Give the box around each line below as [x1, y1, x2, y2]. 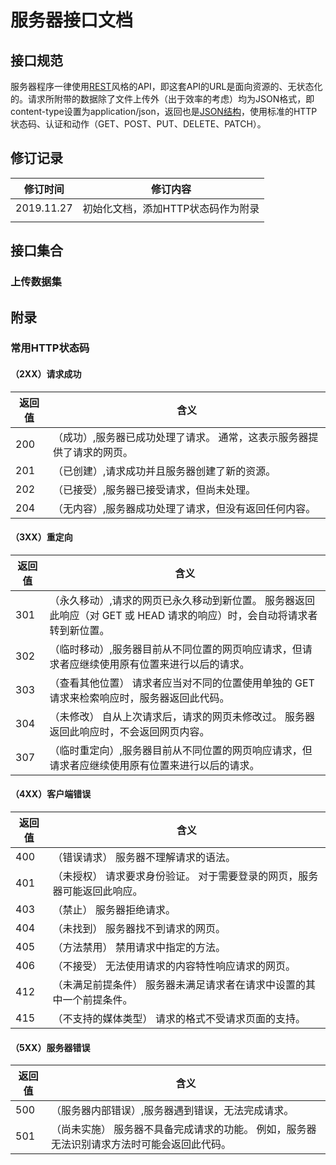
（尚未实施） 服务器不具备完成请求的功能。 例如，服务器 [50, 1122, 317, 1136]
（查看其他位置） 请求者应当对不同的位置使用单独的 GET [49, 676, 315, 690]
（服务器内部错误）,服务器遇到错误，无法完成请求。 [50, 1104, 295, 1118]
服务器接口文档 [10, 9, 134, 32]
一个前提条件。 [62, 993, 133, 1007]
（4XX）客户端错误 [10, 788, 92, 800]
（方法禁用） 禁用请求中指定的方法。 [52, 941, 226, 955]
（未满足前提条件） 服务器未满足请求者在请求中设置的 [52, 978, 306, 992]
